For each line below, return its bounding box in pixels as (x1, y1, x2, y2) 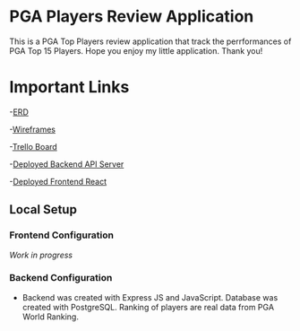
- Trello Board (9, 141, 58, 152)
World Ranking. (21, 311, 79, 322)
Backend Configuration (9, 272, 113, 284)
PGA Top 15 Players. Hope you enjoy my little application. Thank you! (9, 45, 263, 56)
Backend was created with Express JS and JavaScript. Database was (21, 292, 279, 302)
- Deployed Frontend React (9, 176, 107, 187)
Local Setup (9, 202, 78, 217)
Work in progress (9, 249, 73, 260)
